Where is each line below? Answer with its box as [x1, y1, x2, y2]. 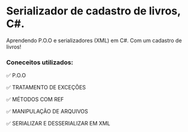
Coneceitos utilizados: [6, 58, 74, 67]
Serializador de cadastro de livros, [6, 4, 181, 18]
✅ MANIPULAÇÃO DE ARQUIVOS [6, 108, 88, 115]
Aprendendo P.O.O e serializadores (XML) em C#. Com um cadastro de [6, 37, 182, 44]
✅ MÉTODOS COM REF [6, 96, 64, 103]
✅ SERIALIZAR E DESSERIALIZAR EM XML [6, 120, 111, 127]
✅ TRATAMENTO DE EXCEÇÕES [6, 84, 86, 91]
